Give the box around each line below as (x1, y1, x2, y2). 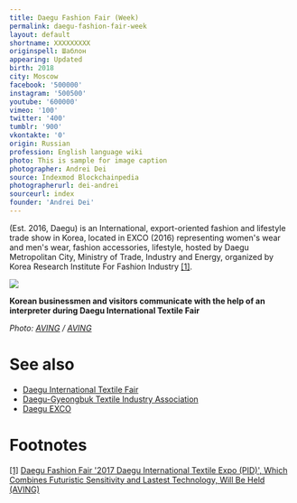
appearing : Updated (9, 55, 83, 64)
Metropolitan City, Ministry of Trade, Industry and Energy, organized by (9, 251, 274, 262)
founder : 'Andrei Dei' (9, 198, 95, 208)
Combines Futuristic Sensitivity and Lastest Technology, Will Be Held (9, 474, 265, 485)
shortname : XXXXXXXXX (9, 38, 91, 48)
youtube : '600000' (9, 97, 79, 107)
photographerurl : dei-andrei (9, 182, 119, 191)
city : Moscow (9, 72, 59, 81)
